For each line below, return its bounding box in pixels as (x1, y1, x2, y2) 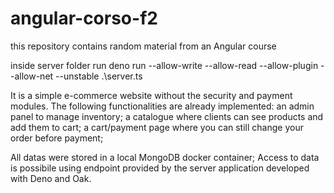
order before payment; (10, 132, 104, 144)
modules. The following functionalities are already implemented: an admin (10, 100, 315, 112)
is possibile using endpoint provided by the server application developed (10, 162, 310, 174)
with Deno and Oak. (10, 172, 92, 184)
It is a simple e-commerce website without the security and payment (10, 89, 293, 101)
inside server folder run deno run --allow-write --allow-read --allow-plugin (10, 59, 319, 71)
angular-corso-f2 (10, 7, 158, 30)
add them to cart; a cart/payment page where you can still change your (10, 121, 304, 133)
